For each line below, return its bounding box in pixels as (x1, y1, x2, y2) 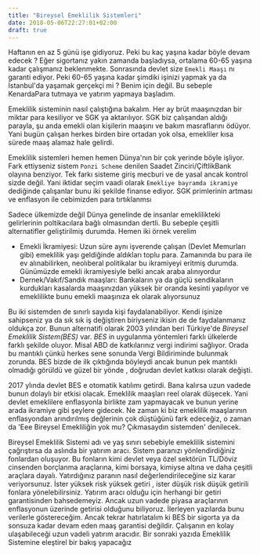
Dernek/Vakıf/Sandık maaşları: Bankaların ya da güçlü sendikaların (19, 276, 233, 285)
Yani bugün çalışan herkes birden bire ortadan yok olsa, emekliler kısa (8, 130, 233, 139)
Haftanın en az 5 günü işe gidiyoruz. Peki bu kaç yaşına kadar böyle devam (8, 48, 251, 57)
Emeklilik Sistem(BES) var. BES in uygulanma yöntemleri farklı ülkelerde (8, 332, 237, 341)
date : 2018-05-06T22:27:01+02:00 (8, 19, 117, 27)
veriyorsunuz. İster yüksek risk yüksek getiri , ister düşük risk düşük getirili (8, 480, 249, 489)
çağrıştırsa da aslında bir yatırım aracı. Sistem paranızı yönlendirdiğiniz (8, 446, 236, 455)
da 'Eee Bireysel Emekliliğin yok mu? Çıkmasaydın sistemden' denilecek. (8, 422, 241, 432)
